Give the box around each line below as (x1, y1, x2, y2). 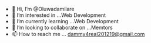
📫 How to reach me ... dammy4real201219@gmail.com (11, 31, 145, 37)
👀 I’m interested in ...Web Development (11, 12, 106, 19)
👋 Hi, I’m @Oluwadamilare (11, 6, 75, 12)
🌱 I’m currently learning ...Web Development (11, 18, 119, 24)
